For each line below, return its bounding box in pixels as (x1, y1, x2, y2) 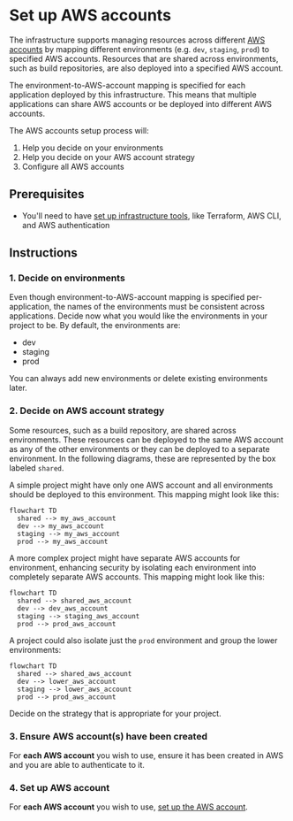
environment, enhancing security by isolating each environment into (9, 562, 257, 572)
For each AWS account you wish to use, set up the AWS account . (9, 802, 249, 812)
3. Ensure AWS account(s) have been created (9, 730, 207, 742)
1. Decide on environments (9, 272, 125, 284)
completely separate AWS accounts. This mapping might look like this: (9, 572, 265, 582)
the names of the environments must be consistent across (53, 302, 265, 312)
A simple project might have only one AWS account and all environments (9, 480, 274, 490)
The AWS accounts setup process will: (9, 125, 150, 135)
